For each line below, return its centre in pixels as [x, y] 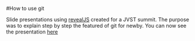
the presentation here [32, 32]
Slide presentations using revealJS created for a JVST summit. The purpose [97, 19]
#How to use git [25, 8]
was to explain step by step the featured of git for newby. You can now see [96, 26]
